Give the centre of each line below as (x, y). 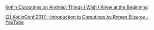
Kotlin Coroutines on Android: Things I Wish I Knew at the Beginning (76, 7)
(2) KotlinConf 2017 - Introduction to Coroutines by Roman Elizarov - (77, 17)
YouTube (15, 22)
